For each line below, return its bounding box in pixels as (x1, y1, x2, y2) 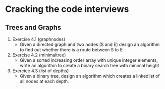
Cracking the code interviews (5, 3, 129, 15)
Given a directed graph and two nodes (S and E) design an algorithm (19, 42, 160, 47)
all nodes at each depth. (19, 78, 69, 84)
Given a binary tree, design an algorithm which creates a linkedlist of (19, 73, 160, 79)
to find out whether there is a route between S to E (19, 47, 123, 52)
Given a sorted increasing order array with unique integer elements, (19, 57, 158, 63)
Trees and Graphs (5, 23, 61, 32)
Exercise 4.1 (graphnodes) (12, 36, 66, 42)
